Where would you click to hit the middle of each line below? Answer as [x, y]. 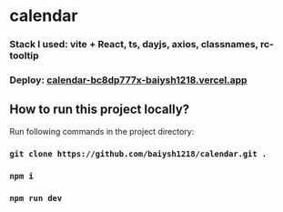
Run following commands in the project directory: [102, 131]
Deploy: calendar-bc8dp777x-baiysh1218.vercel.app [128, 80]
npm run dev [36, 198]
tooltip [24, 56]
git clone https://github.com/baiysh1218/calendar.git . [138, 154]
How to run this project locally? [100, 110]
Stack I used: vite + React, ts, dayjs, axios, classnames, [134, 45]
